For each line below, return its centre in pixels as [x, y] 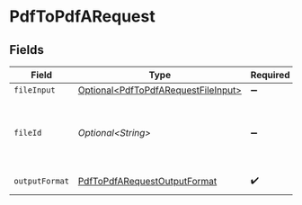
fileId [28, 133]
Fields [27, 50]
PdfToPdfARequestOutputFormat [147, 181]
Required [270, 75]
